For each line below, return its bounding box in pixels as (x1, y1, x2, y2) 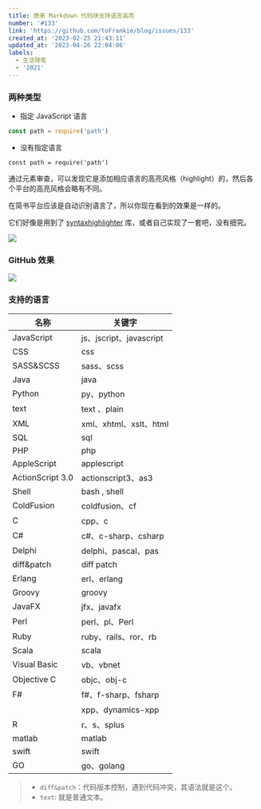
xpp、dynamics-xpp (81, 704, 160, 715)
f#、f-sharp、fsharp (81, 689, 160, 700)
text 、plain (81, 403, 124, 414)
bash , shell (81, 485, 124, 496)
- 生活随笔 (15, 57, 47, 65)
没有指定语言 (19, 142, 62, 152)
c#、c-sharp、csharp (81, 530, 165, 541)
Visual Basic (12, 659, 58, 670)
